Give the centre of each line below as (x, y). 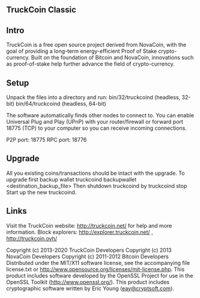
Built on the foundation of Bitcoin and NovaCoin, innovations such (112, 58)
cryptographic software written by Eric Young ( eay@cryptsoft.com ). (90, 288)
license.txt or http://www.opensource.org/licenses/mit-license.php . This (95, 269)
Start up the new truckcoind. (41, 192)
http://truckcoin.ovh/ (32, 238)
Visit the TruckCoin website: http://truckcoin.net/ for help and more (89, 225)
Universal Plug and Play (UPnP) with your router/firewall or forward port (95, 122)
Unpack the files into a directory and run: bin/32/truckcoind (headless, (93, 97)
